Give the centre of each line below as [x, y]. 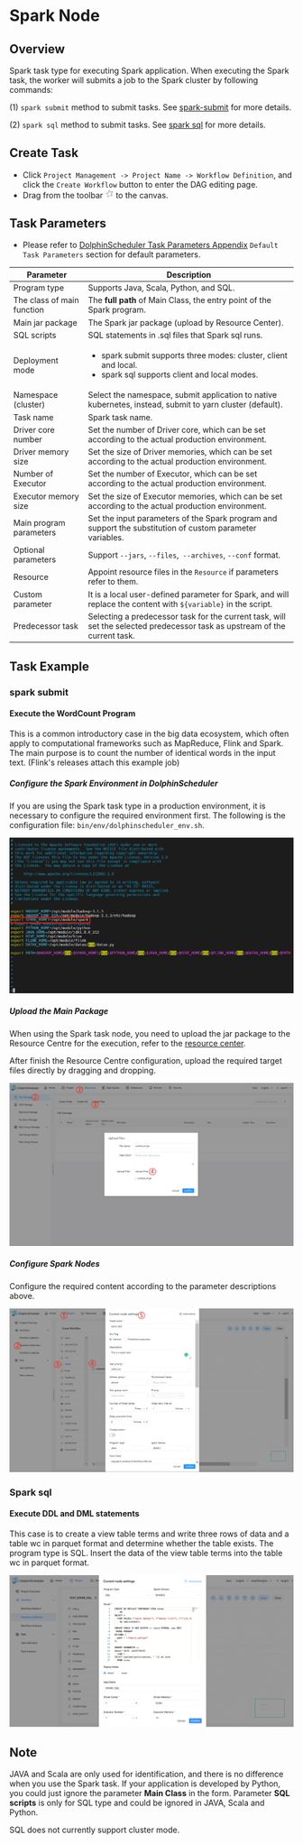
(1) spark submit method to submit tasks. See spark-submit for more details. [151, 107]
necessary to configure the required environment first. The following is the [147, 815]
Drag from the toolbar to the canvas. [95, 195]
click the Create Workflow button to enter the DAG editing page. [140, 184]
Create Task [44, 153]
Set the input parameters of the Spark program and [183, 518]
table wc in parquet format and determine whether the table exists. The [142, 1543]
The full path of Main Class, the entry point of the [180, 300]
